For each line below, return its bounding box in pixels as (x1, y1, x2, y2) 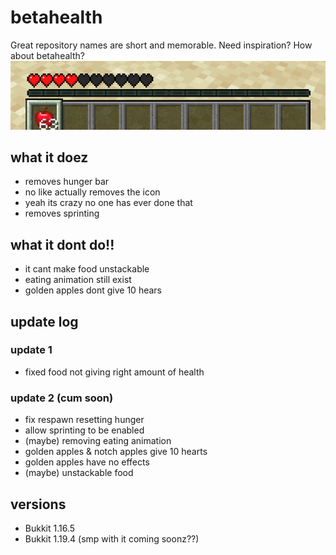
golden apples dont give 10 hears (24, 284, 162, 296)
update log (10, 313, 79, 330)
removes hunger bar (24, 176, 110, 188)
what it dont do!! (10, 236, 115, 253)
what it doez (10, 149, 89, 166)
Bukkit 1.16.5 (24, 522, 76, 534)
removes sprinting (24, 207, 100, 220)
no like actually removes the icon (24, 186, 161, 198)
